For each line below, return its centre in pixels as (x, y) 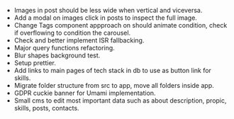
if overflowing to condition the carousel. (72, 33)
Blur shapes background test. (57, 55)
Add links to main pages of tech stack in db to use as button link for (112, 70)
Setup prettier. (35, 63)
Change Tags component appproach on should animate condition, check (121, 25)
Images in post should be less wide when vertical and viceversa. (108, 10)
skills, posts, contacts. (46, 108)
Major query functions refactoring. (64, 48)
